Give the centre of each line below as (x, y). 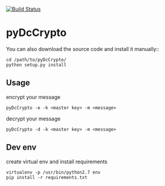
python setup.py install (36, 65)
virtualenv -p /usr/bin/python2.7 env (53, 172)
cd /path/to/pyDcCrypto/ (36, 60)
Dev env (21, 148)
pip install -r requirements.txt (47, 177)
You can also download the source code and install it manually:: (83, 49)
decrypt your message (33, 119)
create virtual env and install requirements (57, 161)
